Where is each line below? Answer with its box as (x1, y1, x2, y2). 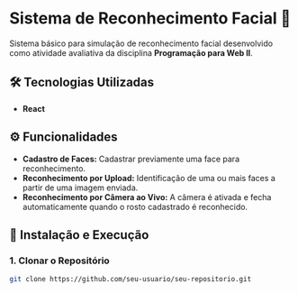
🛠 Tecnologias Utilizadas (9, 75, 155, 90)
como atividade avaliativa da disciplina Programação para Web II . (9, 47, 254, 58)
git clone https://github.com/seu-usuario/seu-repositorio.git (9, 275, 252, 284)
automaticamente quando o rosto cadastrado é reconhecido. (22, 201, 248, 212)
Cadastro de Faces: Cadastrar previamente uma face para (22, 153, 240, 164)
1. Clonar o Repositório (9, 254, 110, 267)
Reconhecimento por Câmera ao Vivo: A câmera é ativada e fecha (22, 191, 272, 202)
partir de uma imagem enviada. (22, 182, 139, 193)
